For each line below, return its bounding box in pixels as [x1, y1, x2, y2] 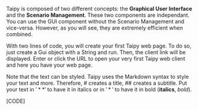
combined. [6, 31, 33, 38]
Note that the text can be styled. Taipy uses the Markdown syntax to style [6, 73, 189, 80]
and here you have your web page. [6, 61, 93, 69]
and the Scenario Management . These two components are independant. [6, 11, 190, 19]
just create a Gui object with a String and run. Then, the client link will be [6, 49, 186, 56]
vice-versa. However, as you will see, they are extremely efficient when [6, 24, 184, 31]
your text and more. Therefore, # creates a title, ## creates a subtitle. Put [6, 79, 188, 87]
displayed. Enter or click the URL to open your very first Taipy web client [6, 55, 185, 62]
